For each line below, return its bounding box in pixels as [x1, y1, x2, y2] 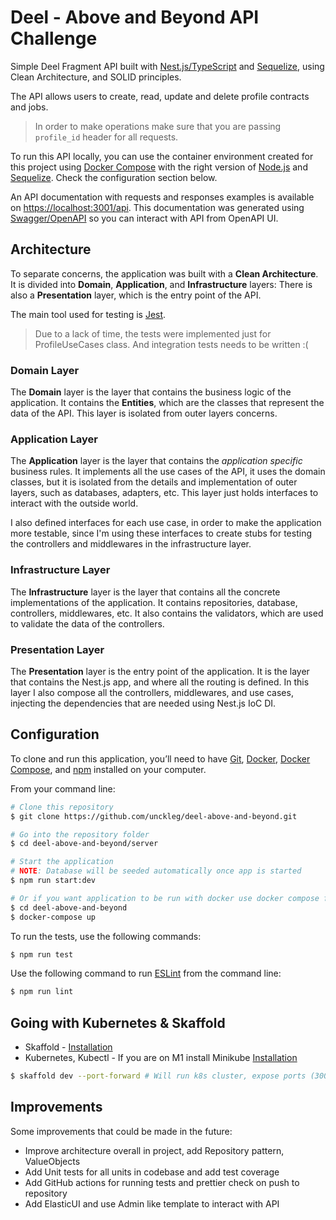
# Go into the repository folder [10, 829, 150, 840]
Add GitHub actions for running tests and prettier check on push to [24, 1176, 300, 1188]
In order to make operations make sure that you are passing [34, 120, 282, 132]
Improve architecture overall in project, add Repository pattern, [24, 1144, 285, 1156]
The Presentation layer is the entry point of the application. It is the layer [10, 665, 310, 677]
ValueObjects [24, 1155, 81, 1167]
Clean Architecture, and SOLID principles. [10, 71, 182, 83]
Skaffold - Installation [24, 1041, 113, 1053]
